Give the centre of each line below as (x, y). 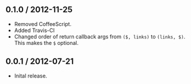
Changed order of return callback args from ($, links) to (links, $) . (100, 36)
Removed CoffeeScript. (43, 24)
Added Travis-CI (34, 30)
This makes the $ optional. (46, 43)
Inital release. (31, 76)
